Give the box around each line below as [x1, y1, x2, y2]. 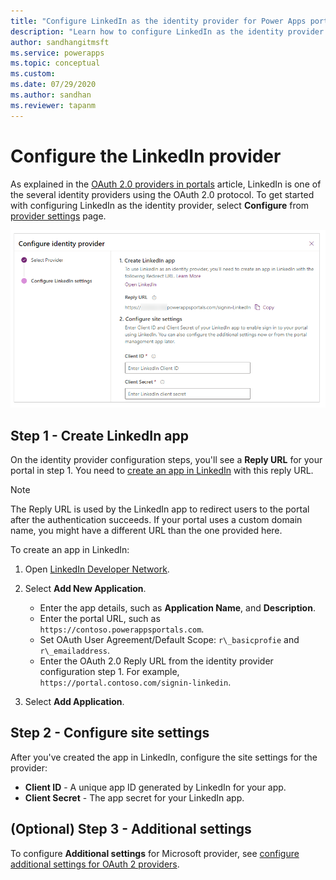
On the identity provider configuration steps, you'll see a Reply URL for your [10, 454, 323, 466]
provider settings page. [10, 210, 107, 222]
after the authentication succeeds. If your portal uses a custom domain [10, 514, 303, 526]
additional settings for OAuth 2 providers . [10, 858, 180, 870]
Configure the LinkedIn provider [10, 145, 282, 167]
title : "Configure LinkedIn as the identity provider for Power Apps [10, 16, 307, 26]
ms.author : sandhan [10, 90, 92, 100]
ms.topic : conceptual [10, 58, 101, 69]
